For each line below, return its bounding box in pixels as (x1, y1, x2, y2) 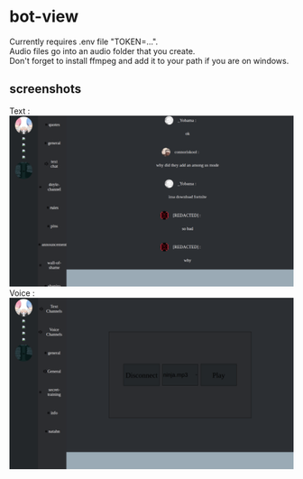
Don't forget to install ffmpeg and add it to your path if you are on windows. (9, 55, 289, 66)
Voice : (9, 288, 35, 299)
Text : (9, 106, 31, 116)
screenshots (9, 81, 82, 97)
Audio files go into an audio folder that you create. (9, 45, 196, 56)
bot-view (9, 6, 79, 27)
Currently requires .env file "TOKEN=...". (9, 36, 159, 47)
